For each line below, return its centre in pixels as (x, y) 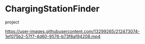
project (12, 22)
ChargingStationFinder (52, 9)
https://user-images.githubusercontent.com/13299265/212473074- (72, 31)
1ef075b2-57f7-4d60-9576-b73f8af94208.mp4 (53, 36)
